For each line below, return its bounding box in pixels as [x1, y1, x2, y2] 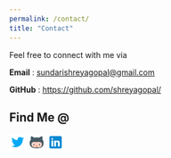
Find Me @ [9, 110, 69, 125]
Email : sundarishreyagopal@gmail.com [9, 67, 155, 78]
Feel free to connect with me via [9, 49, 127, 60]
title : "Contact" [9, 23, 74, 33]
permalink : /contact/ [9, 14, 90, 23]
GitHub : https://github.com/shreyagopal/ [9, 84, 162, 95]
